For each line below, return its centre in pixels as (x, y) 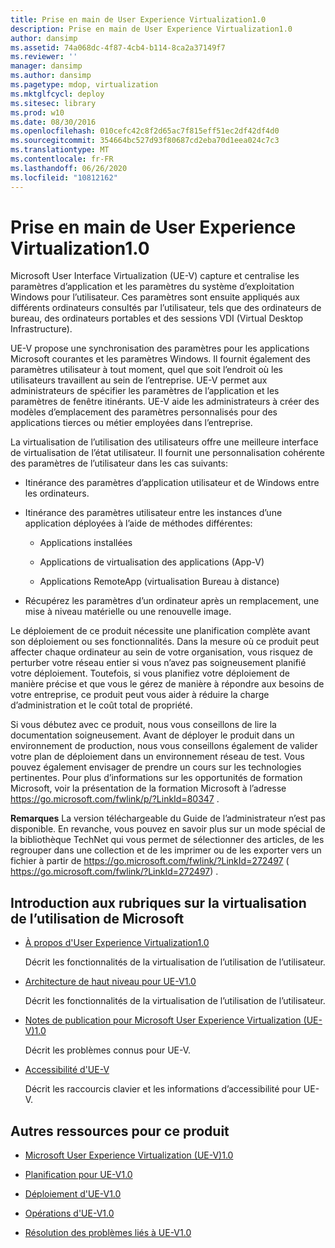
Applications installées (86, 543)
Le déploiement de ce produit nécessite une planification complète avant (160, 631)
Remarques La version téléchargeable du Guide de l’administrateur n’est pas (168, 818)
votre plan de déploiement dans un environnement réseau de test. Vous (157, 757)
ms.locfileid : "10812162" (64, 177)
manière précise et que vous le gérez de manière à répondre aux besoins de (167, 684)
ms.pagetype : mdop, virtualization (84, 85)
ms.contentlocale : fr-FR (62, 159)
